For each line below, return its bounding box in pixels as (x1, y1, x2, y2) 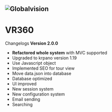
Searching (12, 102, 33, 108)
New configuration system (12, 91, 65, 97)
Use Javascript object (12, 60, 56, 66)
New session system (12, 86, 54, 92)
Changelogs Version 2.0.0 (5, 40, 58, 46)
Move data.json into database (12, 71, 72, 76)
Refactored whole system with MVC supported (12, 50, 108, 56)
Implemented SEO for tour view (12, 65, 75, 71)
